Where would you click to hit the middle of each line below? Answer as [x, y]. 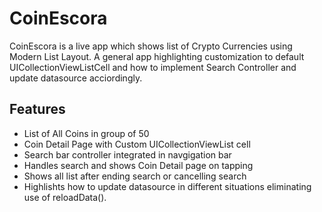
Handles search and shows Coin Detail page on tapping [138, 165]
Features [37, 109]
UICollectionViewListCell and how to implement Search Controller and [153, 67]
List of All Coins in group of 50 [86, 133]
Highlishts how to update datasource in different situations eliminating [167, 186]
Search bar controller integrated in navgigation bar [127, 154]
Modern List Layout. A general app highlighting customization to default [157, 56]
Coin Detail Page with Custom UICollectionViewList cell [137, 144]
